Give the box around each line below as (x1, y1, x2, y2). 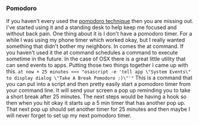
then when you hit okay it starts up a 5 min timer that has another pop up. (6, 100, 186, 107)
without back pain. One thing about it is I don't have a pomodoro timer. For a (6, 30, 192, 37)
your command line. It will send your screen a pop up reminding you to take (6, 87, 191, 94)
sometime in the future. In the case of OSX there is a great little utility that (6, 55, 186, 63)
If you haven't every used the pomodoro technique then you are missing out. (6, 18, 194, 25)
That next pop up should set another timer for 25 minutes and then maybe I (6, 105, 190, 113)
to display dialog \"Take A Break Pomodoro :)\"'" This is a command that (6, 74, 192, 81)
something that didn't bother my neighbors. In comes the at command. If (6, 43, 184, 50)
